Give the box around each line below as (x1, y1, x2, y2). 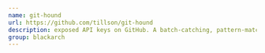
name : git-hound (8, 11, 62, 19)
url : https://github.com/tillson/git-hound (8, 19, 154, 26)
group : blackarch (8, 33, 65, 41)
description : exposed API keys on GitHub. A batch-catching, (8, 26, 214, 34)
